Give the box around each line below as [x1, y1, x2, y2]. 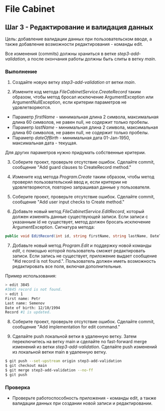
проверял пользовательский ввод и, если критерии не [12, 179, 128, 185]
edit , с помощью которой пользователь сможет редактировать [12, 248, 146, 254]
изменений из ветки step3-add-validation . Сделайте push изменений [12, 344, 157, 350]
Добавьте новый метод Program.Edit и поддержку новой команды [12, 243, 152, 248]
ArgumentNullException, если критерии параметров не [12, 99, 127, 105]
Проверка [5, 384, 30, 391]
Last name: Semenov [5, 301, 45, 305]
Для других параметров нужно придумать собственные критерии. [5, 150, 146, 156]
